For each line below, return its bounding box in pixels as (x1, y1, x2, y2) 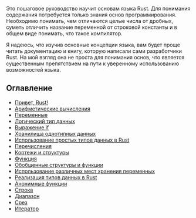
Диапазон (14, 192, 40, 199)
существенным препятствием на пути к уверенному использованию (6, 60, 180, 67)
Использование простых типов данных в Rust (14, 136, 130, 143)
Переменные (14, 111, 48, 118)
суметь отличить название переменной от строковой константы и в (6, 24, 177, 31)
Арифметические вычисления (14, 105, 91, 112)
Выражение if (14, 123, 49, 131)
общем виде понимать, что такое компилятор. (6, 30, 123, 37)
